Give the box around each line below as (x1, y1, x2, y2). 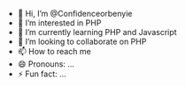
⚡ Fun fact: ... (17, 68, 66, 79)
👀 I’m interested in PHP (17, 18, 102, 28)
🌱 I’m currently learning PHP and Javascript (17, 27, 177, 37)
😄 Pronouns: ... (17, 59, 75, 69)
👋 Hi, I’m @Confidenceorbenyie (17, 9, 133, 18)
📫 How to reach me (17, 47, 91, 56)
